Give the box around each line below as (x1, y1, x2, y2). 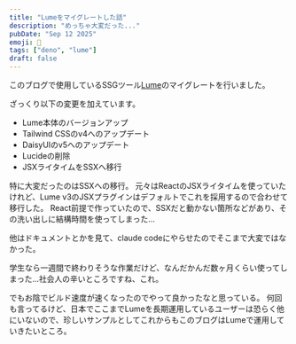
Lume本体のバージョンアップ (21, 117, 129, 128)
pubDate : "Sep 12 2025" (9, 29, 97, 38)
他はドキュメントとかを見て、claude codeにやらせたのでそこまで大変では (9, 232, 279, 243)
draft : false (9, 54, 58, 63)
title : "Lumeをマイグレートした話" (9, 12, 127, 22)
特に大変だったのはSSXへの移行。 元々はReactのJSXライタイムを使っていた (9, 181, 286, 191)
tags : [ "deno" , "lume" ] (9, 46, 97, 55)
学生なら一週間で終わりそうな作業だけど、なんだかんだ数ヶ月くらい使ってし (9, 262, 288, 273)
